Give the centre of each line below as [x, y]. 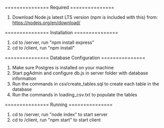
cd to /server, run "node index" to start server [60, 114]
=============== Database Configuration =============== [75, 58]
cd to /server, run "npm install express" [53, 42]
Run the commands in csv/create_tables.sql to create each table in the [86, 84]
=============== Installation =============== [61, 32]
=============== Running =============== [59, 105]
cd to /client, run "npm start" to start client [56, 120]
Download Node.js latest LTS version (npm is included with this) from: [85, 17]
